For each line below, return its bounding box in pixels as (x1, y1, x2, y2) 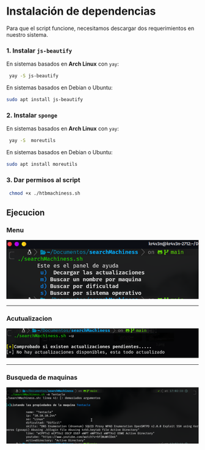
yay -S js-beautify (9, 73, 59, 79)
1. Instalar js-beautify (6, 46, 72, 54)
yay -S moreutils (9, 138, 56, 144)
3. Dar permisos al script (6, 176, 81, 184)
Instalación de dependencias (6, 4, 156, 18)
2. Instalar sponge (6, 111, 58, 119)
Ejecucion (6, 207, 45, 218)
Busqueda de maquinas (6, 373, 78, 382)
